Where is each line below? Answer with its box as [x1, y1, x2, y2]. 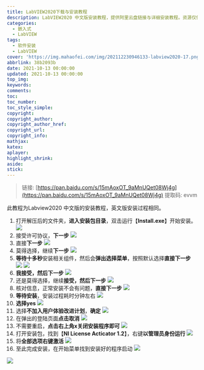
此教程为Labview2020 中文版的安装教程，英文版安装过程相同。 [7, 204, 165, 212]
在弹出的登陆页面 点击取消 [15, 315, 80, 322]
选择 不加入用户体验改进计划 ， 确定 [15, 307, 101, 315]
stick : [7, 167, 24, 173]
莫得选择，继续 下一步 [15, 247, 69, 254]
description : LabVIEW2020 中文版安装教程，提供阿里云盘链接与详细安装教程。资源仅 [7, 15, 197, 21]
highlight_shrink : [7, 155, 53, 161]
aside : [7, 161, 24, 167]
